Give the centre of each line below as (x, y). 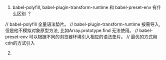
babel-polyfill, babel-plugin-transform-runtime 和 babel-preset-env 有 (84, 7)
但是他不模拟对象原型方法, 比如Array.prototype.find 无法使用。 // (72, 30)
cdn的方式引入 (20, 43)
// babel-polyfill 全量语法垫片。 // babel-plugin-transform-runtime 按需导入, (83, 24)
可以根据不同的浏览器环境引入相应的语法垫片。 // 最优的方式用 (93, 37)
